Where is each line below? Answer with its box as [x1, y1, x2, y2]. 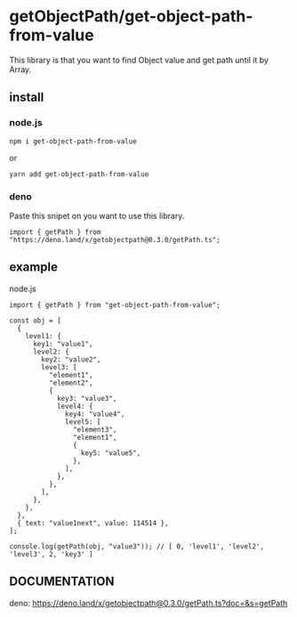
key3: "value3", [56, 394, 117, 402]
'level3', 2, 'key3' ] [9, 549, 93, 558]
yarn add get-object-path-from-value [9, 169, 149, 179]
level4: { [56, 402, 93, 410]
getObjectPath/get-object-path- [9, 6, 253, 27]
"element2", [48, 378, 93, 387]
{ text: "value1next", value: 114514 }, [17, 518, 169, 527]
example [9, 260, 59, 275]
